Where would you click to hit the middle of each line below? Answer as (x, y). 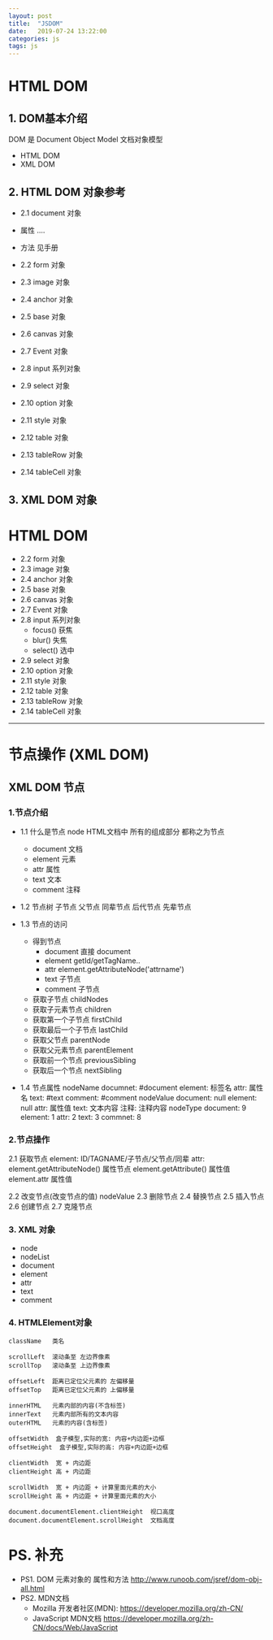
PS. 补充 (36, 1555)
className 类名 (37, 1342)
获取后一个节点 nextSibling (77, 1070)
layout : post (30, 16)
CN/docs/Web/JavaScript (75, 1627)
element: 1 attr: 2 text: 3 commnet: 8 (81, 1117)
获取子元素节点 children (72, 1009)
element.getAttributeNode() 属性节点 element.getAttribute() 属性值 (119, 1169)
